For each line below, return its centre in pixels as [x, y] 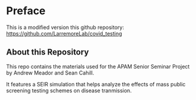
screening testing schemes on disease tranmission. [69, 91]
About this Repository [48, 52]
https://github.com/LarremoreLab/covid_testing [64, 33]
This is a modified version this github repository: [65, 27]
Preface [26, 11]
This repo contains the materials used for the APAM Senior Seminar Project [98, 66]
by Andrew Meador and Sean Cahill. [50, 73]
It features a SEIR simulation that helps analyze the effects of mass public [96, 84]
